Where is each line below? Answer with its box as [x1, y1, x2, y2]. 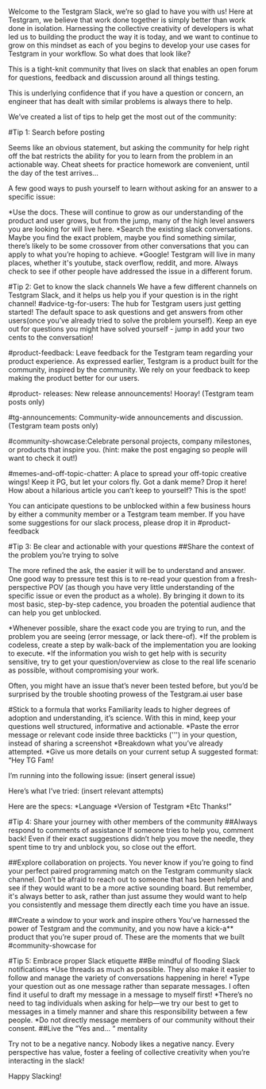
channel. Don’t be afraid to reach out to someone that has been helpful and [8, 874, 254, 884]
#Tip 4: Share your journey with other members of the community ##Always [8, 817, 258, 826]
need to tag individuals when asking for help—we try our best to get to [8, 998, 239, 1008]
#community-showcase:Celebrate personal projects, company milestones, [8, 436, 253, 446]
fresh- [237, 574, 258, 583]
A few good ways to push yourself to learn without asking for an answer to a [8, 184, 258, 193]
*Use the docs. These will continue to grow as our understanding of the [8, 207, 244, 217]
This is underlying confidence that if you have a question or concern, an [8, 88, 245, 98]
